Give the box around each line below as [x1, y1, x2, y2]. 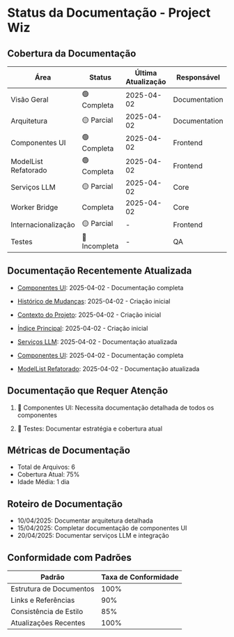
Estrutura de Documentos [10, 584, 95, 594]
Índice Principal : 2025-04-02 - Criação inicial [17, 324, 148, 332]
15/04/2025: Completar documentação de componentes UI [17, 524, 187, 532]
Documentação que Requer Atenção [7, 385, 169, 397]
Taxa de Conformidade [100, 572, 179, 582]
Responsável [176, 73, 221, 82]
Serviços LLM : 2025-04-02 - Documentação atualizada [17, 337, 178, 346]
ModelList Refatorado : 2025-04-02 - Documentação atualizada [17, 364, 200, 373]
